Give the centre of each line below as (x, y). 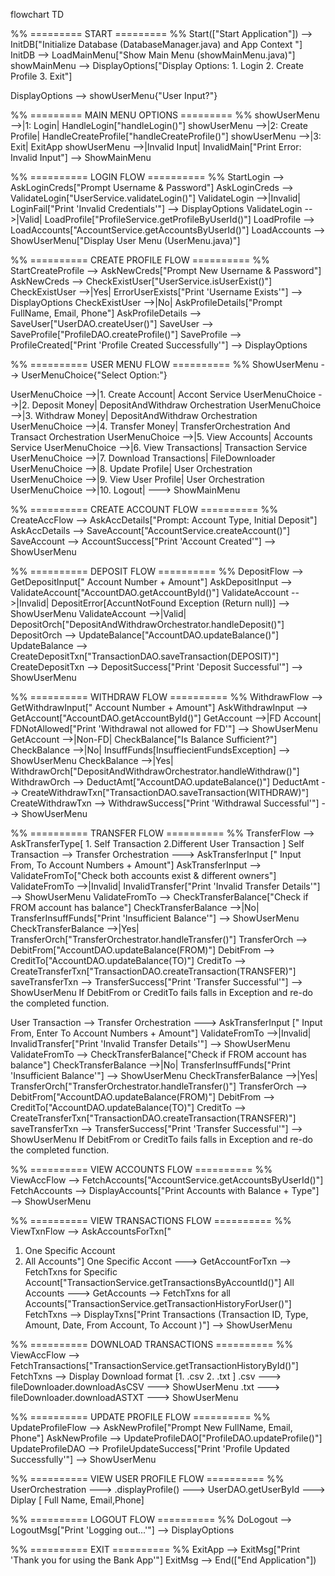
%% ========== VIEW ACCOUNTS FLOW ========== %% (141, 1169)
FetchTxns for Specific (71, 1272)
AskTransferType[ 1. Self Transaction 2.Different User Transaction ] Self (157, 843)
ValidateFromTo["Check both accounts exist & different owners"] (143, 875)
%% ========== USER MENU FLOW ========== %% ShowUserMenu (164, 364)
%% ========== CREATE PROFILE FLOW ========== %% (140, 260)
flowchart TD (37, 14)
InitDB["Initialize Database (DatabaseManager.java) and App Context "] (156, 44)
